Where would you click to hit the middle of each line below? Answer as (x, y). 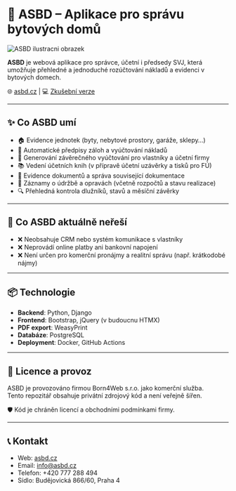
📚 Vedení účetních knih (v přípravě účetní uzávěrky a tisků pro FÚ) (114, 165)
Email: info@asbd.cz (47, 465)
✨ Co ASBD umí (42, 123)
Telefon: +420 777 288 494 (58, 473)
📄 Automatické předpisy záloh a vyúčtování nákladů (92, 150)
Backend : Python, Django (55, 313)
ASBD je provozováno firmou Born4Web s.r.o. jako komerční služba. (106, 388)
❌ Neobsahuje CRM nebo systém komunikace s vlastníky (100, 239)
